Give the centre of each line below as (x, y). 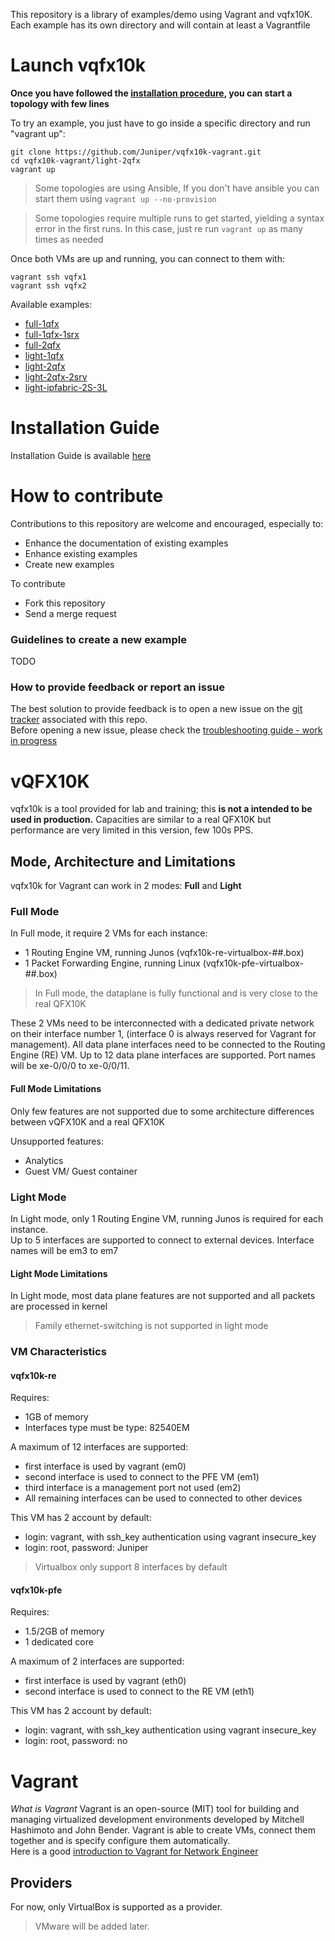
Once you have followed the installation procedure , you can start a (151, 93)
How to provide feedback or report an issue (117, 687)
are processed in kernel (59, 1306)
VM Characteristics (58, 1352)
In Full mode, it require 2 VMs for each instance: (109, 933)
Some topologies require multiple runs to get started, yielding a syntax (179, 218)
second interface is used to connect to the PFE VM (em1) (142, 1477)
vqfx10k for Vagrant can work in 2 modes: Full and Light (126, 886)
